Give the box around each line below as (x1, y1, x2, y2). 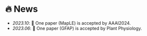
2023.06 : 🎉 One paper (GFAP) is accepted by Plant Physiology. (12, 25, 142, 31)
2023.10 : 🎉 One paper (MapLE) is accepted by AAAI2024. (12, 20, 131, 26)
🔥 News (5, 3, 38, 15)
